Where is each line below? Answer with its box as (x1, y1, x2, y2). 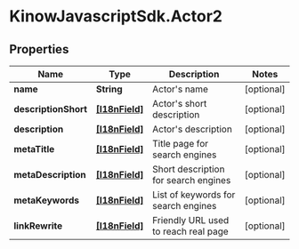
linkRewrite (13, 220, 63, 232)
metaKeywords (13, 194, 80, 206)
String (95, 83, 123, 95)
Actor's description (152, 123, 233, 135)
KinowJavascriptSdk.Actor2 (9, 6, 222, 27)
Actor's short (152, 98, 207, 109)
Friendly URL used (152, 214, 230, 226)
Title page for (152, 138, 209, 149)
